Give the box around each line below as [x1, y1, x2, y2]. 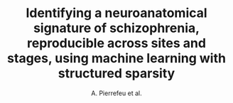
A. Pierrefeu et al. [91, 89, 142, 97]
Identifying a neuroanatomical [25, 5, 208, 21]
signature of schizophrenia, [33, 20, 200, 36]
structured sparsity [58, 65, 175, 82]
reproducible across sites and [26, 36, 207, 51]
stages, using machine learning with [6, 50, 227, 67]
